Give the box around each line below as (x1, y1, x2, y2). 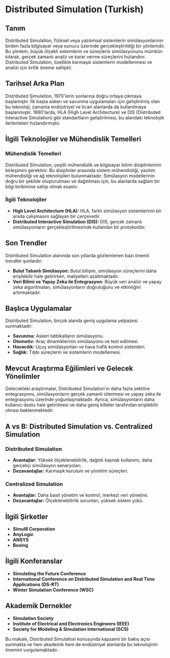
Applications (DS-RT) (12, 581, 60, 588)
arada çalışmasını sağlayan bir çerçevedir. (12, 213, 101, 219)
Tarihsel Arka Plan (5, 79, 65, 88)
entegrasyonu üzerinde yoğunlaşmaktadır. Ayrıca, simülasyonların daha (5, 397, 155, 403)
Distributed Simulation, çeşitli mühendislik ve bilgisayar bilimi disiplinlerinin (5, 162, 162, 168)
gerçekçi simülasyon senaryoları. (12, 462, 82, 468)
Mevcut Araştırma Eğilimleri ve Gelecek (5, 364, 133, 373)
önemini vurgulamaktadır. (5, 647, 59, 653)
